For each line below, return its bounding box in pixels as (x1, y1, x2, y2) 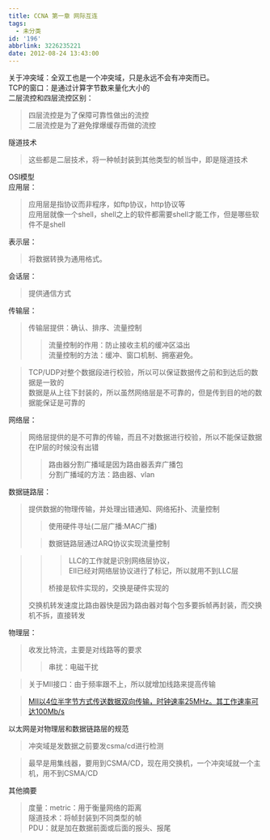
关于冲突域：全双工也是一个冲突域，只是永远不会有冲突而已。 (8, 73, 214, 82)
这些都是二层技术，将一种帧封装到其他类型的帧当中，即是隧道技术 (27, 155, 248, 164)
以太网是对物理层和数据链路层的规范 (8, 724, 129, 733)
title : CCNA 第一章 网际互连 (8, 11, 99, 20)
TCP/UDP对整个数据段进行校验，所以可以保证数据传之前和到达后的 (27, 368, 252, 377)
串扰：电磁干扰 (48, 662, 99, 672)
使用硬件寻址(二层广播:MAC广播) (48, 522, 158, 531)
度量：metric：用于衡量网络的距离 (27, 803, 142, 812)
